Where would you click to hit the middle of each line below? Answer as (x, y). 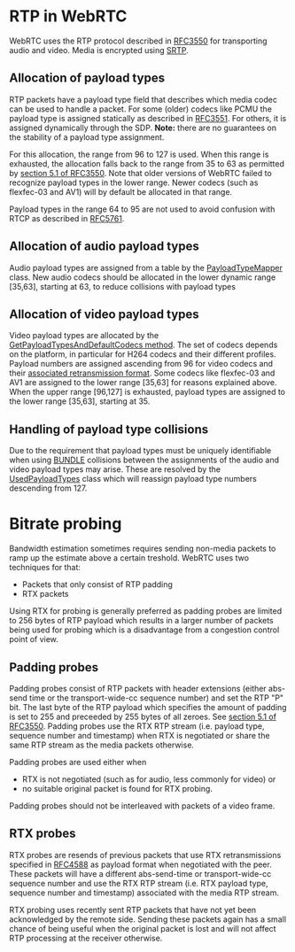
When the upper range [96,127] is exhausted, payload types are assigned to (147, 392)
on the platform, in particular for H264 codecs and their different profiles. (143, 354)
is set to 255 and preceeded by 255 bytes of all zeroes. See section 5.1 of (143, 716)
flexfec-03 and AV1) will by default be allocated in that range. (121, 191)
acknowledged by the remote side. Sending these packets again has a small (147, 919)
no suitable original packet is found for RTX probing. (117, 788)
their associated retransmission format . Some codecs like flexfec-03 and (142, 373)
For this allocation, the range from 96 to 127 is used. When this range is (139, 154)
